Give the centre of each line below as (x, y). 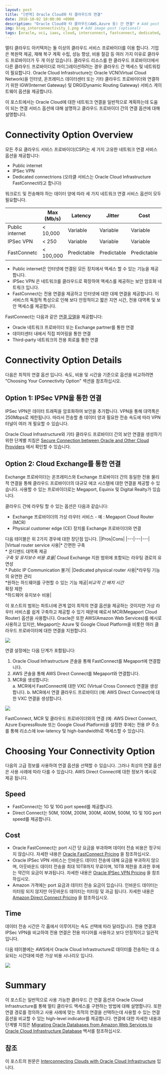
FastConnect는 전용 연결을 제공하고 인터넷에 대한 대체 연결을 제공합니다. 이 (85, 293)
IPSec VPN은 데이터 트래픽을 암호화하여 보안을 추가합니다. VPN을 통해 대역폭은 (83, 411)
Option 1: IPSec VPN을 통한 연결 (53, 398)
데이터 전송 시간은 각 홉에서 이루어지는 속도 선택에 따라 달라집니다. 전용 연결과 (81, 926)
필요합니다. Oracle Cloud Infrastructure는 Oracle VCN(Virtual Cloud (78, 73)
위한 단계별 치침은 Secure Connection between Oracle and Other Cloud (77, 440)
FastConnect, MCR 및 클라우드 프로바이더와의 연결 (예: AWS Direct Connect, (81, 718)
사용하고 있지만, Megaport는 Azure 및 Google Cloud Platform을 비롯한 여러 (80, 624)
